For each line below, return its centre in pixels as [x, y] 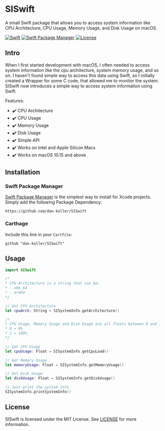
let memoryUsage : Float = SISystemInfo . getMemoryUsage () [65, 365]
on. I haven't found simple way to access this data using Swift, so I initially [80, 75]
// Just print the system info [37, 387]
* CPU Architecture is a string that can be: [52, 284]
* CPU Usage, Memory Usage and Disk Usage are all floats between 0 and [81, 324]
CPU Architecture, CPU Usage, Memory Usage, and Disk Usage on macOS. [81, 28]
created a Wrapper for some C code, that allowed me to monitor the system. [82, 80]
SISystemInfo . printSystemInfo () [38, 392]
